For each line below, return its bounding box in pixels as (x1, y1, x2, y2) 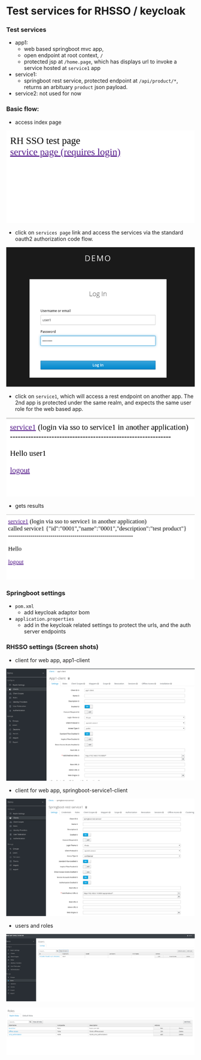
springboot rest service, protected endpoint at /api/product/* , (23, 77, 178, 84)
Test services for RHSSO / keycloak (6, 4, 186, 18)
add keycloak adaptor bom (23, 609, 90, 616)
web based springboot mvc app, (23, 45, 104, 53)
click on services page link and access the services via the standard (14, 229, 184, 236)
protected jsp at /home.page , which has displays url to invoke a (23, 58, 178, 65)
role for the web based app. (14, 406, 84, 413)
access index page (14, 118, 62, 126)
